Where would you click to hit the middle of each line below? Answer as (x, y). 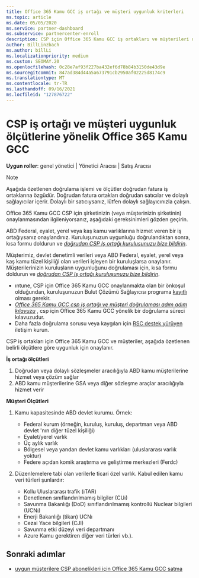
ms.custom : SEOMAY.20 (33, 61)
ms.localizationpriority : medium (47, 56)
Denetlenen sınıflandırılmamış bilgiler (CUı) (76, 498)
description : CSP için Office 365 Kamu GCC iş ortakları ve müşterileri (98, 39)
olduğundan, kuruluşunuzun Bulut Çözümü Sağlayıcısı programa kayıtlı (101, 291)
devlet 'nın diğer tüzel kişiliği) (59, 430)
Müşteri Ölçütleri (28, 401)
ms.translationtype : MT (36, 78)
